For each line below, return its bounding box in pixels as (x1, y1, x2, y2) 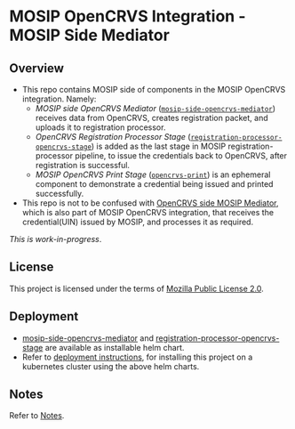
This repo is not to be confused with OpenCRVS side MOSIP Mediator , (21, 198, 279, 208)
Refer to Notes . (9, 410, 65, 421)
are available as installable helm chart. (44, 342, 185, 352)
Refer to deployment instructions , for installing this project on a (21, 352, 253, 362)
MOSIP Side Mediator (9, 25, 171, 45)
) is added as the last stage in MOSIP (91, 141, 227, 151)
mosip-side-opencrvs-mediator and (21, 332, 154, 344)
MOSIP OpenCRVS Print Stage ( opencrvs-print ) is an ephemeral (35, 169, 271, 180)
